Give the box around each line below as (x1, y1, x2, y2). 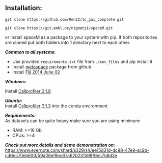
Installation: (5, 4, 43, 12)
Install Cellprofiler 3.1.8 (5, 88, 51, 94)
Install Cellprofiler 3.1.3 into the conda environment (5, 103, 108, 109)
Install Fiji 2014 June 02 (12, 69, 60, 75)
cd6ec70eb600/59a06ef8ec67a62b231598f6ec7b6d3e (5, 152, 118, 158)
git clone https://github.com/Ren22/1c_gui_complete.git (5, 17, 124, 22)
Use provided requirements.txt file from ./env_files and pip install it (12, 59, 153, 65)
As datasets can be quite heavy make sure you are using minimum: (5, 118, 141, 124)
